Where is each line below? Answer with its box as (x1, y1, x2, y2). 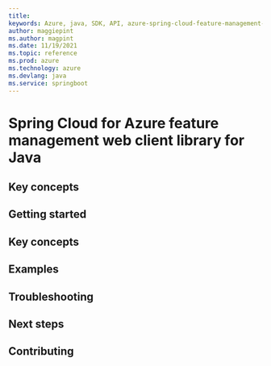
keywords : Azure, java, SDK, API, (8, 19, 125, 27)
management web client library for (8, 131, 244, 149)
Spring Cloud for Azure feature (8, 114, 219, 132)
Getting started (8, 207, 87, 222)
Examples (8, 263, 59, 277)
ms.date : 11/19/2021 (8, 42, 78, 50)
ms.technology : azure (8, 64, 81, 73)
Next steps (8, 318, 65, 331)
